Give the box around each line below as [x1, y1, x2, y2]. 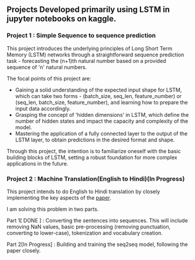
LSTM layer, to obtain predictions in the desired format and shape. [15, 136, 175, 143]
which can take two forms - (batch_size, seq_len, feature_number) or [15, 92, 182, 99]
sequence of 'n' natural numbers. [6, 63, 87, 70]
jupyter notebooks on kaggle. [6, 14, 117, 24]
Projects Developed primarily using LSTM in [6, 5, 170, 15]
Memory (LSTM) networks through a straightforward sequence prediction [6, 51, 184, 58]
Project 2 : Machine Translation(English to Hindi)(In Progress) [6, 174, 185, 183]
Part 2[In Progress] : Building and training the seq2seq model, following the [6, 241, 188, 248]
